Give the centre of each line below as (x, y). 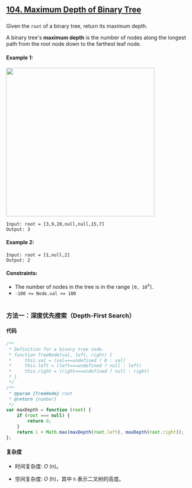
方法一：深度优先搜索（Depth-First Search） (71, 316)
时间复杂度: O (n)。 (38, 466)
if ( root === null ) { (43, 415)
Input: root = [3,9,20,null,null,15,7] (55, 224)
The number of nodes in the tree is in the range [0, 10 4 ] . (84, 286)
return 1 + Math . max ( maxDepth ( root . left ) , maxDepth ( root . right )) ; (100, 432)
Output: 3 (18, 229)
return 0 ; (39, 421)
